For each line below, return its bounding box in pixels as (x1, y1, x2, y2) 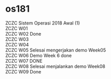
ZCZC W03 (5, 36, 29, 42)
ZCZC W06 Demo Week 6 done (5, 52, 72, 59)
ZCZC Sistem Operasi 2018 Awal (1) (5, 20, 80, 26)
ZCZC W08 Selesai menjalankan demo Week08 (5, 63, 105, 69)
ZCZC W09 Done (5, 68, 42, 74)
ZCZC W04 (5, 41, 29, 47)
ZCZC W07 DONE (5, 58, 43, 64)
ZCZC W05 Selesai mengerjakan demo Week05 (5, 47, 106, 53)
